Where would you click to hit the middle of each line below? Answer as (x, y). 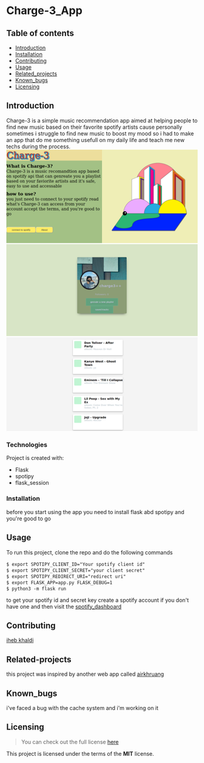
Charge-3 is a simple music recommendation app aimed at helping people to (102, 120)
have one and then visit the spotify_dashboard (64, 606)
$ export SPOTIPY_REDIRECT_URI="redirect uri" (66, 576)
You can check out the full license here (70, 742)
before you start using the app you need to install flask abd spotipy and (95, 512)
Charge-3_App (45, 11)
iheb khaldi (20, 640)
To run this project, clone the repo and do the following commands (90, 552)
